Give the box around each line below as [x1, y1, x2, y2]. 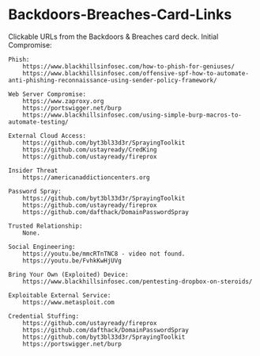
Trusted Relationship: [8, 222, 83, 230]
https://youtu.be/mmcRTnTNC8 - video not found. [22, 250, 186, 258]
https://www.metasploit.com [22, 298, 115, 306]
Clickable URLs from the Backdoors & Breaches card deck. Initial [8, 32, 219, 41]
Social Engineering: [8, 243, 77, 251]
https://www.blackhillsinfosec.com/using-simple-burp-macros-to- [22, 111, 243, 119]
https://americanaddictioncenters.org [22, 173, 150, 182]
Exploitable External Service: [8, 291, 111, 299]
